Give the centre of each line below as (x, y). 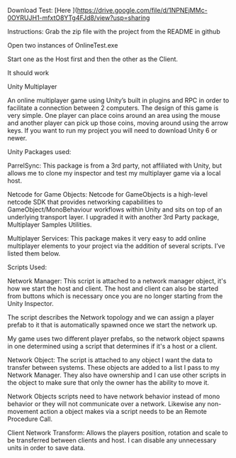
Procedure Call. (30, 419)
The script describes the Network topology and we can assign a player (111, 317)
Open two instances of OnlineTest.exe (63, 45)
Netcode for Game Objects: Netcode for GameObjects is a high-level (107, 194)
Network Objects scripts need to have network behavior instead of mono (114, 396)
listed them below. (34, 253)
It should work (28, 73)
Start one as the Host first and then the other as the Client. (93, 59)
